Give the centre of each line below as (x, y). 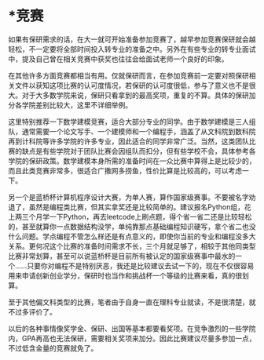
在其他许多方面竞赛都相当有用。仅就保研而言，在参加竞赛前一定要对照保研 (128, 75)
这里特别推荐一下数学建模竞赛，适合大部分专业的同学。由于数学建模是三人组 (132, 122)
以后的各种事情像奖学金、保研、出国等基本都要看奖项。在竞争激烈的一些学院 (132, 328)
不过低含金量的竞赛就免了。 (53, 348)
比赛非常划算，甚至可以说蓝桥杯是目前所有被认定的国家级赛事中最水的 (122, 256)
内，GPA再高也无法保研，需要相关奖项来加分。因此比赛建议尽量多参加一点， (132, 338)
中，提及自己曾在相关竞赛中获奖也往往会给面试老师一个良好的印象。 (118, 59)
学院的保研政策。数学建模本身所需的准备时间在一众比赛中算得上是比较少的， (132, 161)
